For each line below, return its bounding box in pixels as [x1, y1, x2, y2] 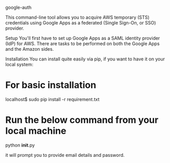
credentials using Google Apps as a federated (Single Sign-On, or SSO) [5, 20, 156, 26]
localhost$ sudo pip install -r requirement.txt [5, 96, 100, 102]
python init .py [5, 142, 35, 148]
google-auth [5, 5, 32, 10]
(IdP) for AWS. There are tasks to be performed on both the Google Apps [5, 40, 160, 47]
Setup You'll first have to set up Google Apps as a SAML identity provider [5, 35, 160, 41]
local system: [5, 62, 33, 67]
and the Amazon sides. [5, 46, 54, 52]
